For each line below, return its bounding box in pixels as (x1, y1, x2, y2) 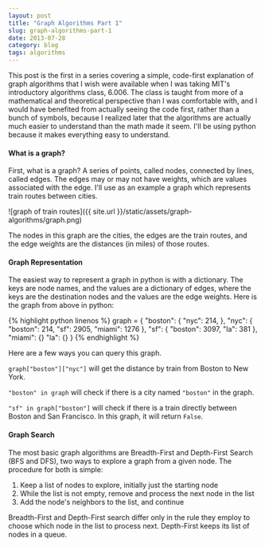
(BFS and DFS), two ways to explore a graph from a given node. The (8, 456, 232, 466)
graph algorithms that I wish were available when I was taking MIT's (8, 79, 231, 89)
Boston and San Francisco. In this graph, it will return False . (8, 411, 204, 421)
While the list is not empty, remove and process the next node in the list (19, 488, 255, 498)
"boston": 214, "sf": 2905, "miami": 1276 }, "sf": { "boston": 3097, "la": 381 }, (8, 325, 258, 334)
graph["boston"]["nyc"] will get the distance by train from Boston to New (8, 364, 249, 373)
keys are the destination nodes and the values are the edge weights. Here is (8, 292, 257, 301)
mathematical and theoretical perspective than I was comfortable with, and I (8, 96, 258, 105)
